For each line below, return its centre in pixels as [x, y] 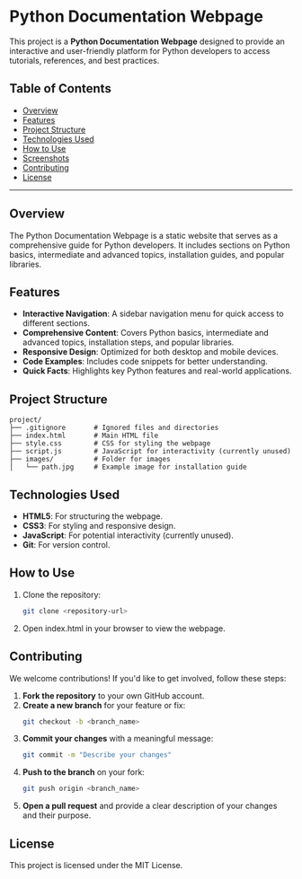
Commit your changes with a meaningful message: [118, 739]
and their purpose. [57, 815]
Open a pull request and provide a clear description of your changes [150, 806]
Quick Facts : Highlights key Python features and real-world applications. [157, 371]
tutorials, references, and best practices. [84, 60]
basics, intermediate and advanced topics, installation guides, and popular [147, 254]
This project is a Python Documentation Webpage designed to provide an [147, 41]
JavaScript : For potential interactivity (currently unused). [128, 535]
